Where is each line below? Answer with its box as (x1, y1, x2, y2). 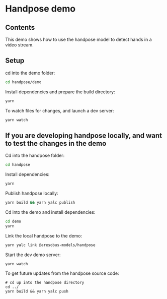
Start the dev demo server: (5, 252, 61, 258)
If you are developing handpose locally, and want (5, 131, 162, 140)
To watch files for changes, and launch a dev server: (5, 107, 114, 113)
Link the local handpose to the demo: (5, 232, 82, 238)
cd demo (5, 219, 22, 224)
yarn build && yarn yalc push (5, 289, 69, 294)
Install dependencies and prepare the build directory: (5, 89, 115, 95)
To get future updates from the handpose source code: (5, 270, 119, 276)
